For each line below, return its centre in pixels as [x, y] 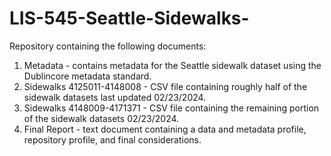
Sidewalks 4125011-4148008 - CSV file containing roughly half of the [165, 86]
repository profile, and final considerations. [112, 139]
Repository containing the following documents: [108, 46]
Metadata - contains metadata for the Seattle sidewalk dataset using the [172, 65]
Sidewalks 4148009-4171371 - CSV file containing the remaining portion [171, 108]
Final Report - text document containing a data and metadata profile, [165, 129]
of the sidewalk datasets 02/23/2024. [101, 118]
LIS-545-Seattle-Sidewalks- [129, 18]
